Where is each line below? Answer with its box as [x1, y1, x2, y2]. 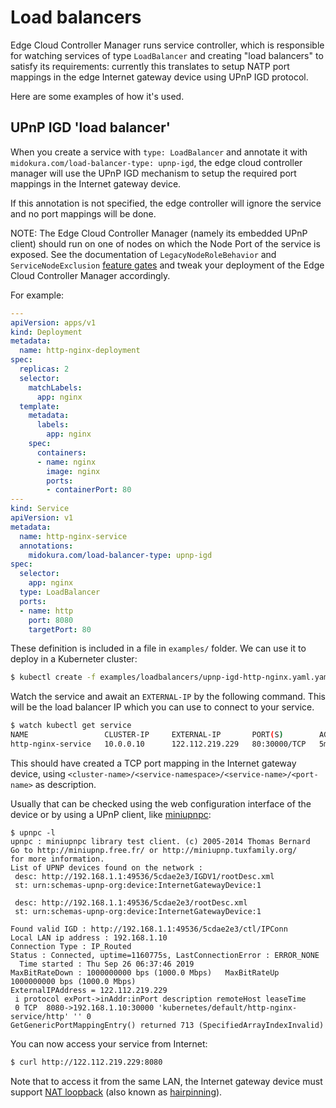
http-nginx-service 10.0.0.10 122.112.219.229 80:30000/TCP [10, 739, 307, 749]
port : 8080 [28, 615, 74, 625]
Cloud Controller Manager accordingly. [10, 269, 171, 281]
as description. [34, 778, 97, 790]
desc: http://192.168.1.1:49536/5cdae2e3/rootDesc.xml [14, 897, 248, 908]
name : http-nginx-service [19, 531, 128, 541]
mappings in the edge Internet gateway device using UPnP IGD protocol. [10, 71, 309, 83]
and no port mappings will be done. [10, 207, 157, 220]
